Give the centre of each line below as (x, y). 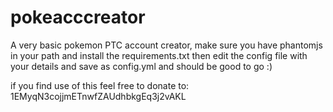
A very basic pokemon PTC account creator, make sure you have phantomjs (166, 45)
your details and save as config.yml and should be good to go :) (141, 66)
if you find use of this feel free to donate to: (100, 85)
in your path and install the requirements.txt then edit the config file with (159, 55)
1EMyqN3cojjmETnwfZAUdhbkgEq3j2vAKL (98, 96)
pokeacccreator (78, 17)
